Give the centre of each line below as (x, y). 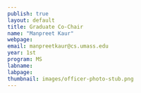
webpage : (20, 40)
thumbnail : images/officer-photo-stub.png (70, 79)
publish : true (28, 14)
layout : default (31, 20)
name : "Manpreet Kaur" (41, 33)
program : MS (25, 59)
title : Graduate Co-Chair (45, 27)
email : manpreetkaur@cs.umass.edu (58, 46)
